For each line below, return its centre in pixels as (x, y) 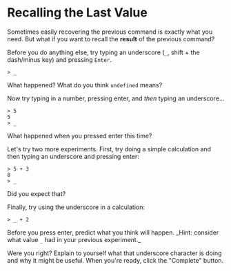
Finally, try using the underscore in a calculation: (76, 207)
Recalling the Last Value (78, 13)
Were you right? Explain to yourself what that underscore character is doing (114, 253)
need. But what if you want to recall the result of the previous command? (111, 39)
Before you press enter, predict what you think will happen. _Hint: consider (113, 232)
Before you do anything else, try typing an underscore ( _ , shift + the (103, 52)
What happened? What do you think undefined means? (85, 85)
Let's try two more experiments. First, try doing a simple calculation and (109, 149)
